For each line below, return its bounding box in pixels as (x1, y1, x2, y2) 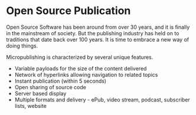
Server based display (14, 90, 67, 97)
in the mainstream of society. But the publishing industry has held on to (6, 29, 179, 36)
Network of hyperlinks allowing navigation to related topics (14, 71, 158, 78)
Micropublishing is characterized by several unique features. (6, 53, 153, 60)
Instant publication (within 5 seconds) (14, 77, 107, 84)
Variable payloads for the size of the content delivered (14, 65, 147, 72)
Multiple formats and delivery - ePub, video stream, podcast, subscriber (14, 96, 191, 103)
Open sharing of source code (14, 83, 87, 90)
